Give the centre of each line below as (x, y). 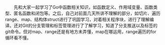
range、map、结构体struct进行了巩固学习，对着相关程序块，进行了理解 (77, 19)
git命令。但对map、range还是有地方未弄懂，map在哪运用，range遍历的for (81, 32)
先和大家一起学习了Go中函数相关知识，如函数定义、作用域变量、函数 (84, 7)
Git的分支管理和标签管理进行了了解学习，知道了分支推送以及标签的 (90, 25)
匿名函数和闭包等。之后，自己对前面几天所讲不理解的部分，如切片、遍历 (87, 13)
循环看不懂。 (18, 38)
